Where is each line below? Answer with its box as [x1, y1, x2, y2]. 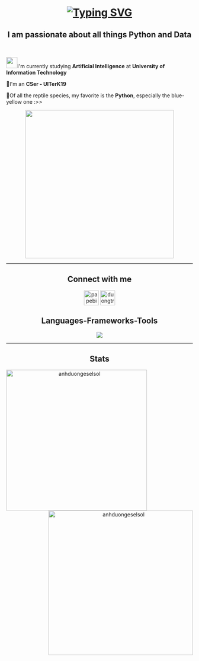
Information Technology [6, 69, 67, 76]
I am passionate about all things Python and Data [7, 30, 192, 40]
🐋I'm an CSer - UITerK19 [6, 81, 67, 87]
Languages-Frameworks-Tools [41, 316, 158, 326]
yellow [6, 98, 23, 105]
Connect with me [67, 274, 132, 285]
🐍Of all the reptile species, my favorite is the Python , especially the [6, 92, 171, 99]
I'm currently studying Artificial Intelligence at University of [17, 63, 165, 69]
